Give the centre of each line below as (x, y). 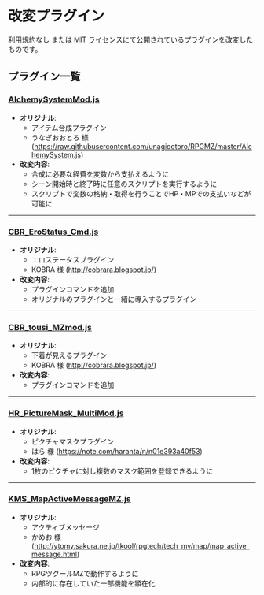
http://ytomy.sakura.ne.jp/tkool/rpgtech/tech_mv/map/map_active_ (142, 545)
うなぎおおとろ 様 (60, 137)
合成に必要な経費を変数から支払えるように (100, 173)
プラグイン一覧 (44, 77)
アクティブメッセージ (65, 527)
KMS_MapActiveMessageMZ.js (70, 499)
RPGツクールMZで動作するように (85, 573)
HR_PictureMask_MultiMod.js (66, 413)
